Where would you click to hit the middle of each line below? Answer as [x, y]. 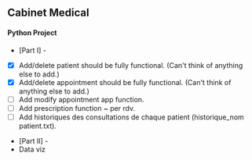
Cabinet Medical [48, 13]
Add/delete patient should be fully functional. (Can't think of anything [131, 65]
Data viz [32, 149]
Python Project [32, 32]
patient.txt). [37, 126]
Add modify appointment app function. [81, 99]
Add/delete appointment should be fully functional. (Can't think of [125, 82]
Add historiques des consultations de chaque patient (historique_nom [131, 117]
